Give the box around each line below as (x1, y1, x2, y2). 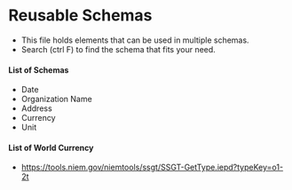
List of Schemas (8, 64, 69, 75)
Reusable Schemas (8, 5, 153, 26)
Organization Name (20, 94, 92, 105)
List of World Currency (8, 142, 94, 153)
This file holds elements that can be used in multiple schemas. (20, 35, 249, 45)
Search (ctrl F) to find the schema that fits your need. (20, 44, 217, 54)
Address (20, 103, 52, 114)
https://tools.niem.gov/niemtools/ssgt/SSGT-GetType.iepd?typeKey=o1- (20, 162, 284, 173)
